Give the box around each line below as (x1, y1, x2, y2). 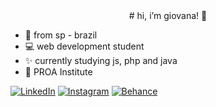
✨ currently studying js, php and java (24, 55, 178, 66)
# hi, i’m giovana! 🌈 (128, 10, 208, 21)
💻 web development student (24, 40, 145, 52)
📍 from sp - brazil (24, 29, 98, 41)
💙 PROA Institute (24, 66, 93, 78)
